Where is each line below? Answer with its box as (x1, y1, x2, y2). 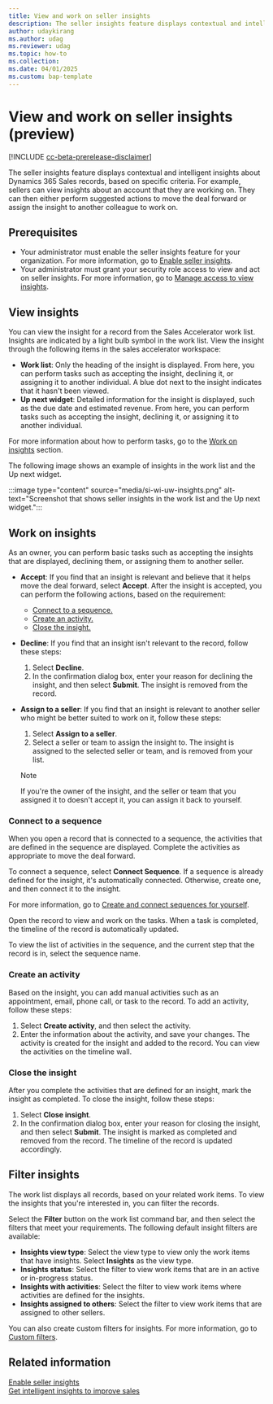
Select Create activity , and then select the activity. (19, 1021, 191, 1030)
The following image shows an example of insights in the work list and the (8, 461, 256, 470)
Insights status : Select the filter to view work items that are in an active (19, 1264, 260, 1274)
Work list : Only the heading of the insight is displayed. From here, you (19, 360, 255, 370)
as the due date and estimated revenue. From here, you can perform (19, 404, 249, 413)
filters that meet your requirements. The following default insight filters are (8, 1222, 258, 1232)
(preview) (8, 125, 76, 143)
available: (8, 1231, 41, 1241)
